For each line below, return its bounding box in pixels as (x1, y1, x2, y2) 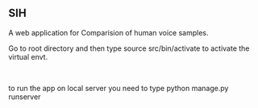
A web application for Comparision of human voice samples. (8, 27, 209, 37)
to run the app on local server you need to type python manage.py (8, 83, 229, 93)
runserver (8, 92, 41, 102)
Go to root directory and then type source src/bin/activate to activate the (8, 44, 250, 53)
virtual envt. (8, 52, 48, 61)
